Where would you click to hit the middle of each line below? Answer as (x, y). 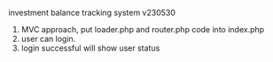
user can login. (48, 39)
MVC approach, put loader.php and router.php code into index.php (143, 29)
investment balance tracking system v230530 (92, 13)
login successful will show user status (90, 48)
